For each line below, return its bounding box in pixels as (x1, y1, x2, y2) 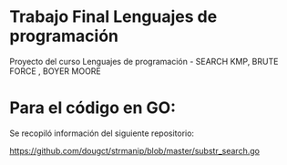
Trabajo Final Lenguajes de (9, 6, 218, 27)
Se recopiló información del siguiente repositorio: (9, 128, 194, 139)
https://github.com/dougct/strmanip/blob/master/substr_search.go (9, 145, 260, 156)
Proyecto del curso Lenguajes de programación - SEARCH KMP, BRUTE (9, 56, 279, 67)
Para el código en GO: (9, 98, 176, 119)
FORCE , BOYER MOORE (9, 66, 102, 77)
